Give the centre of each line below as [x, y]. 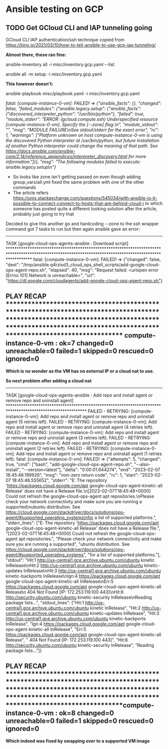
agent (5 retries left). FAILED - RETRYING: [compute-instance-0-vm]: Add [81, 422]
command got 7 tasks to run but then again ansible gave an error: [73, 229]
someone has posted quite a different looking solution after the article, [85, 209]
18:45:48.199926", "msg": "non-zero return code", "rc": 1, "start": [72, 475]
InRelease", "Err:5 [68, 629]
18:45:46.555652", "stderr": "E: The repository [60, 480]
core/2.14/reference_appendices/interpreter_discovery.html [67, 156]
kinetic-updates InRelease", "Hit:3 [125, 613]
